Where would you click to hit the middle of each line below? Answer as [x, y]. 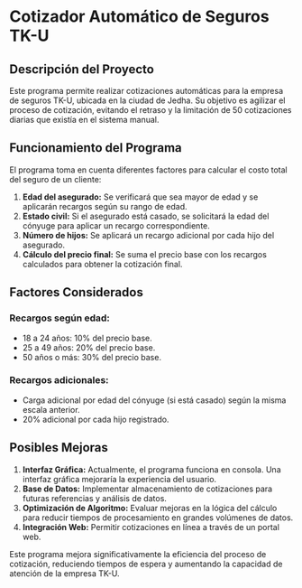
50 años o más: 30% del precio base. [92, 357]
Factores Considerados [77, 292]
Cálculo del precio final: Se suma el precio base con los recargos [145, 254]
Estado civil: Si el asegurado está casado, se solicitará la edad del [146, 216]
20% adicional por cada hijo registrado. [96, 419]
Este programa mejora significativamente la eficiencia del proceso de [138, 554]
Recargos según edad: [60, 318]
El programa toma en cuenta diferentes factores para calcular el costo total [148, 170]
